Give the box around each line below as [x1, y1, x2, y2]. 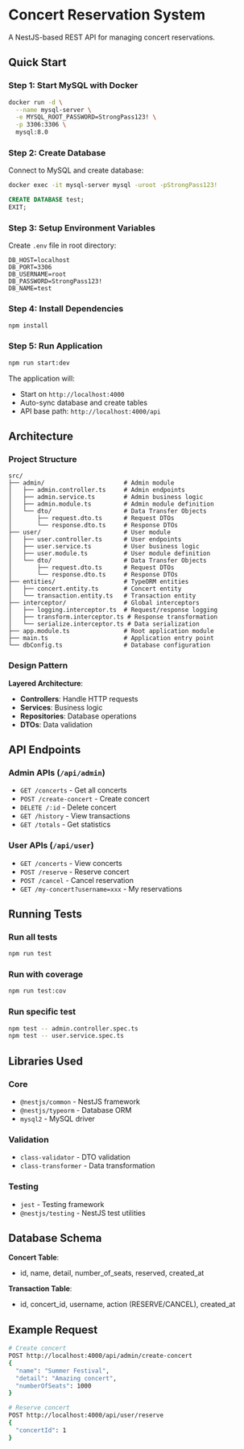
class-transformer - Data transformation [19, 1161, 155, 1171]
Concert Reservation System [8, 6, 206, 24]
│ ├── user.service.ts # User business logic [8, 543, 200, 551]
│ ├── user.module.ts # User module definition [8, 550, 211, 558]
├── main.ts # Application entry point [8, 635, 215, 643]
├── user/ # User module [8, 528, 172, 537]
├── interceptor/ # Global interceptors [8, 599, 200, 607]
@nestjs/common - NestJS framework [19, 1097, 141, 1106]
